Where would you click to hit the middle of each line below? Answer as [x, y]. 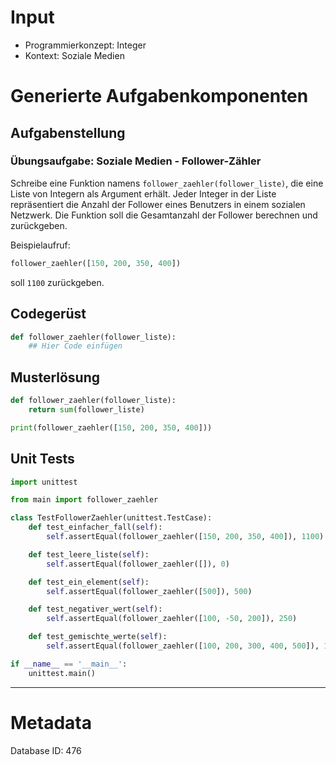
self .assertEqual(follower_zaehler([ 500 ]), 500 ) [149, 591]
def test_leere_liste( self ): [89, 554]
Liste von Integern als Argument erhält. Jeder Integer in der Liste [143, 193]
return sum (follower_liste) [86, 409]
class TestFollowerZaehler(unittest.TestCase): [111, 518]
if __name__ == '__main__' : [69, 664]
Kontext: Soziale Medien [74, 55]
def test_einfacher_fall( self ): [95, 527]
